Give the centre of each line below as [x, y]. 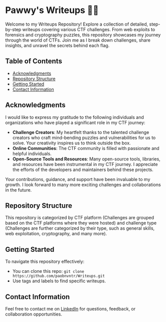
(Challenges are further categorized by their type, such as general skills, [80, 228]
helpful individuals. [32, 153]
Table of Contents [34, 61]
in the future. [19, 190]
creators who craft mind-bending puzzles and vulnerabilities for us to [84, 137]
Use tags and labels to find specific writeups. [59, 281]
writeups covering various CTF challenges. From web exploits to [89, 29]
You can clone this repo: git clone [48, 271]
